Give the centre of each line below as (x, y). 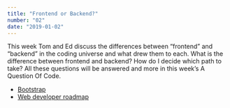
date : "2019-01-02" (36, 26)
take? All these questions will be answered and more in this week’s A (106, 69)
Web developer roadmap (53, 97)
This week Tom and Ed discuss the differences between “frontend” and (110, 47)
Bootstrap (31, 90)
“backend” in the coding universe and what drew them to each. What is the (115, 54)
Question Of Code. (34, 76)
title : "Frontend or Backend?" (53, 14)
